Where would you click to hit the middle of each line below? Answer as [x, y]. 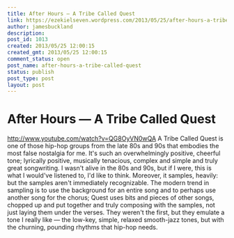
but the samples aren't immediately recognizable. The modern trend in [108, 183]
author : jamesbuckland [40, 26]
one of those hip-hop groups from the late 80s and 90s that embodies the [113, 146]
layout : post [26, 85]
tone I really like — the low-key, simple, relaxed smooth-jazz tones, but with [116, 220]
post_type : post [31, 78]
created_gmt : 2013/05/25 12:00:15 [57, 53]
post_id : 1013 [28, 40]
